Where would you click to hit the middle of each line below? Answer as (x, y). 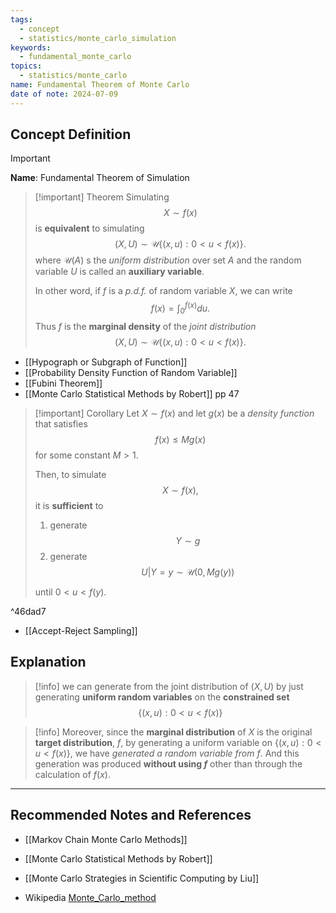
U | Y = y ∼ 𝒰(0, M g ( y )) (188, 572)
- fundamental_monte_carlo (75, 57)
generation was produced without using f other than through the (168, 763)
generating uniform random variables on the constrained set (162, 697)
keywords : (31, 47)
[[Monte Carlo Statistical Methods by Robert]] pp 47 (132, 393)
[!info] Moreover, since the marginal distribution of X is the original (173, 732)
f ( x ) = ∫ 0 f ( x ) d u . (180, 308)
